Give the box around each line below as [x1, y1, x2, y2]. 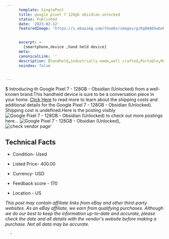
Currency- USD [12, 170, 45, 176]
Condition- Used [12, 151, 47, 157]
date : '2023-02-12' [18, 21, 59, 27]
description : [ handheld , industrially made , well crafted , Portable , [18, 58, 161, 63]
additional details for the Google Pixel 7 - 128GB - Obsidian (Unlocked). [5, 102, 152, 108]
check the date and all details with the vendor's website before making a [5, 215, 157, 221]
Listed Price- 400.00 [12, 161, 56, 167]
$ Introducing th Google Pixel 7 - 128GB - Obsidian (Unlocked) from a [5, 86, 149, 92]
